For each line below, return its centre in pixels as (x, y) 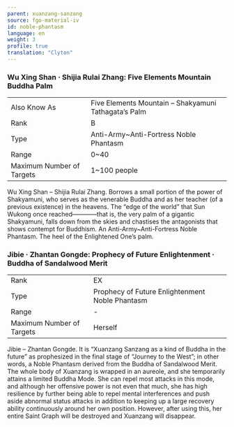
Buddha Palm (30, 86)
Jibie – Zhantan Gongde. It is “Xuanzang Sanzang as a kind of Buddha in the (117, 349)
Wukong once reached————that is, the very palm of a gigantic (101, 215)
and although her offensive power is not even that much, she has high (107, 386)
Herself (105, 328)
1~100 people (114, 171)
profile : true (28, 46)
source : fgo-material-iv (43, 20)
